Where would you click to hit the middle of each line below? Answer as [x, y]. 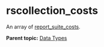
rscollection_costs [52, 11]
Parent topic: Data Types [37, 38]
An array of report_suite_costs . [43, 27]
